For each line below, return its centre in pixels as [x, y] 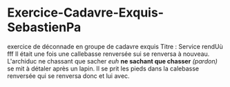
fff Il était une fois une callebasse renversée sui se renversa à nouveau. [108, 54]
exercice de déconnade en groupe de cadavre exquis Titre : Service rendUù [115, 46]
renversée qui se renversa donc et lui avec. [68, 76]
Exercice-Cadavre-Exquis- [86, 13]
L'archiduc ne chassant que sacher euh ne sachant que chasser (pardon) [112, 61]
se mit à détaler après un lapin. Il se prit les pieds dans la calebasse [103, 68]
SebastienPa [44, 27]
